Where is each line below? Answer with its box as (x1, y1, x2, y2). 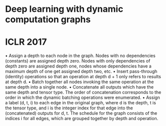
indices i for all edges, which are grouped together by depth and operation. (5, 116, 159, 122)
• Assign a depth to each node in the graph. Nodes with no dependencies (5, 53, 156, 59)
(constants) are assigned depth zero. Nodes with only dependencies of (5, 58, 151, 64)
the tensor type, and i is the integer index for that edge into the (5, 105, 133, 111)
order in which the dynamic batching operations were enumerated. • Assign (5, 94, 160, 100)
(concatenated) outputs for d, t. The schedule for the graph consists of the (5, 110, 158, 116)
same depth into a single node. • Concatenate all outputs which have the (5, 84, 154, 90)
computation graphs (5, 14, 91, 25)
